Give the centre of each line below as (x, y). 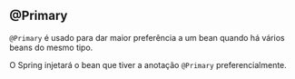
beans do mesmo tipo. (51, 47)
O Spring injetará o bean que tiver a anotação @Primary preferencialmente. (148, 64)
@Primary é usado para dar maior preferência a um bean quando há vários (147, 37)
